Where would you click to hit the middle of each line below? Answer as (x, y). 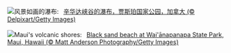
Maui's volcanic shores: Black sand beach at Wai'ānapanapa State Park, (119, 35)
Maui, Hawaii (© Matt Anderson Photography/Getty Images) (93, 42)
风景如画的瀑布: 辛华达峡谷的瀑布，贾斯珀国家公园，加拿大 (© (104, 11)
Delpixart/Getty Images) (42, 19)
